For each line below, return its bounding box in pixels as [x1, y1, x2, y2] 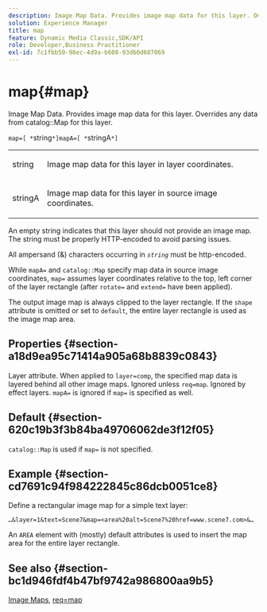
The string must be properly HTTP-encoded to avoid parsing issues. [8, 234, 232, 243]
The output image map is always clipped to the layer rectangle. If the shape [8, 297, 253, 307]
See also [8, 561, 52, 575]
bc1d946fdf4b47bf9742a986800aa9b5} [8, 574, 215, 587]
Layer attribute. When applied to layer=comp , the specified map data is [8, 370, 238, 380]
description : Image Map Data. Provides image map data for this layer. [8, 11, 250, 20]
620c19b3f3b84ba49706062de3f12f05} [8, 423, 215, 437]
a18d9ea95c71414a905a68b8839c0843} [8, 350, 218, 363]
